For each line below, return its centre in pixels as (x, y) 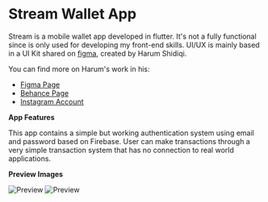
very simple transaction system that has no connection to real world (121, 150)
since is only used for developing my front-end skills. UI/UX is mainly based (134, 44)
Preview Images (36, 174)
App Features (31, 117)
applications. (29, 159)
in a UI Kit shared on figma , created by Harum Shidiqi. (98, 53)
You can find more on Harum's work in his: (79, 68)
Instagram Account (52, 101)
